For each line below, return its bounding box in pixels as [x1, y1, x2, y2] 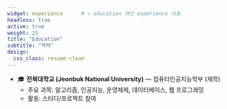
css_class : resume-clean [13, 55, 85, 62]
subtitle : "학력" [7, 42, 54, 49]
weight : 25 [7, 29, 39, 37]
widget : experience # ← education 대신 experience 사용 [7, 10, 181, 17]
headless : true [7, 17, 51, 23]
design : [7, 49, 30, 56]
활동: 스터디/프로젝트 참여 [27, 94, 97, 102]
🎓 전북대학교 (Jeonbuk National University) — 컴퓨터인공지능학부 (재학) [17, 75, 221, 83]
